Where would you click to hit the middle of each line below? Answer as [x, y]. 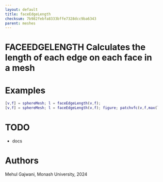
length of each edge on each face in [79, 58]
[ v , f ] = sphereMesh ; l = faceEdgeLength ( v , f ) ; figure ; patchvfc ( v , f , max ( [81, 108]
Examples [25, 90]
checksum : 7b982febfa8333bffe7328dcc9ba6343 [51, 19]
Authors [22, 161]
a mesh [20, 68]
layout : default [21, 10]
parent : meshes [20, 23]
